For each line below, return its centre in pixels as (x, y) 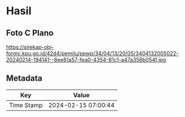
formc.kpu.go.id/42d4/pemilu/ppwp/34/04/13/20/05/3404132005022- (92, 53)
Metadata (24, 78)
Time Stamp (26, 105)
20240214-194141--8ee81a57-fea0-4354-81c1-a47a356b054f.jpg (86, 60)
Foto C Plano (30, 33)
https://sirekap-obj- (30, 47)
